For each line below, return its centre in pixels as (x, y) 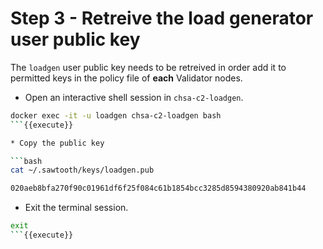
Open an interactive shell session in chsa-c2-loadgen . (134, 97)
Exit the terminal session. (76, 208)
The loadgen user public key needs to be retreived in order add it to (148, 67)
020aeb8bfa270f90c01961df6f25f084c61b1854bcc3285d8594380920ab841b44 (158, 188)
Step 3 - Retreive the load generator (162, 18)
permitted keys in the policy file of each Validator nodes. (126, 78)
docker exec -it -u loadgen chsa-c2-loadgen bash (116, 115)
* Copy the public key (57, 143)
